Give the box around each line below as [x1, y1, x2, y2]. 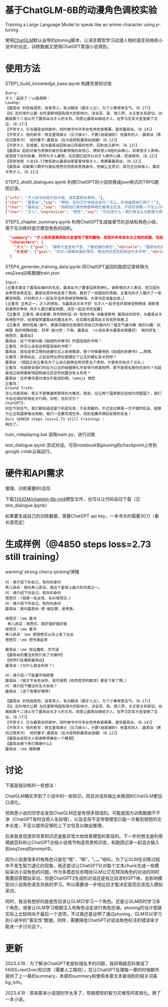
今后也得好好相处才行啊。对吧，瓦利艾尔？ [5, 396, 80, 401]
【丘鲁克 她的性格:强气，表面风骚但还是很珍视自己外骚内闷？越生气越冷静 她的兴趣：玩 [5, 322, 161, 328]
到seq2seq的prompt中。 [5, 845, 56, 851]
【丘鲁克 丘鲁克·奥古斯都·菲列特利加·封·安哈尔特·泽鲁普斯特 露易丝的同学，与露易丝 [5, 312, 159, 317]
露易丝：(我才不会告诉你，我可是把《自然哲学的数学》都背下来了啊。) [5, 678, 127, 683]
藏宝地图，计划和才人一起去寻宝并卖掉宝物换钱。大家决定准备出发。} [5, 296, 125, 301]
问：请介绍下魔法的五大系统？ [5, 683, 57, 688]
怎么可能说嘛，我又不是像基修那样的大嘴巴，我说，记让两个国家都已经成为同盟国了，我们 [5, 391, 161, 396]
